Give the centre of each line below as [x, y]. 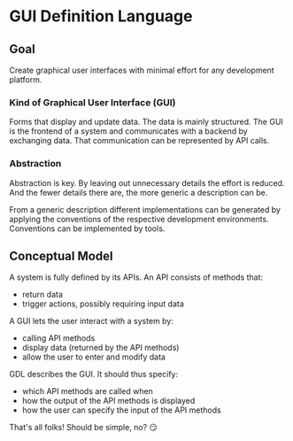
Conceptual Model [61, 255]
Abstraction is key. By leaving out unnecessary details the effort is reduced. [147, 182]
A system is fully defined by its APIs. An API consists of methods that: [136, 277]
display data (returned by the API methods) [100, 348]
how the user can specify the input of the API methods [121, 410]
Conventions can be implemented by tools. [87, 228]
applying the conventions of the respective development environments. [139, 219]
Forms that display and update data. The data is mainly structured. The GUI [146, 122]
